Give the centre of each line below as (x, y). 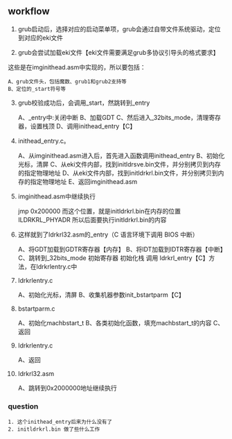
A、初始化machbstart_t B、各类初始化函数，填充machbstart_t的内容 (115, 322)
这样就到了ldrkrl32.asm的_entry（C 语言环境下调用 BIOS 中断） (108, 234)
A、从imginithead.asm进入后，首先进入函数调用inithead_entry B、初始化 (121, 155)
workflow (29, 11)
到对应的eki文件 (41, 37)
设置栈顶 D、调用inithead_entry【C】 (83, 126)
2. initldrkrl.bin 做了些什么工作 (54, 429)
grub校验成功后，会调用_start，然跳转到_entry (84, 103)
